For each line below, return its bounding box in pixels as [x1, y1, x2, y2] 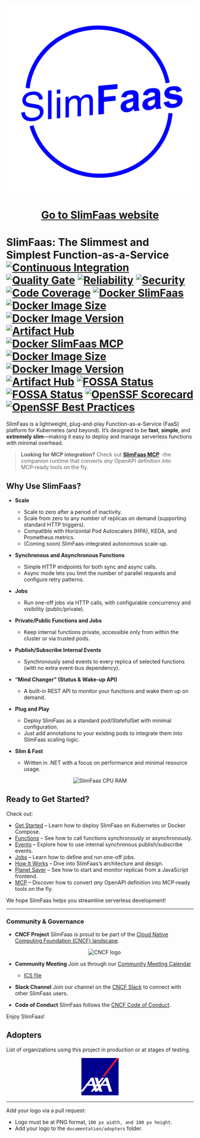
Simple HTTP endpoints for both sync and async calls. [23, 563, 157, 570]
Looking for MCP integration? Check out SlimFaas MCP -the [20, 451, 171, 458]
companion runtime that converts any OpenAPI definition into [20, 457, 171, 465]
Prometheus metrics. [23, 533, 76, 541]
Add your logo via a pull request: [6, 1106, 86, 1114]
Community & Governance [6, 917, 85, 925]
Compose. [14, 828, 40, 835]
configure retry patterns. [23, 576, 85, 583]
